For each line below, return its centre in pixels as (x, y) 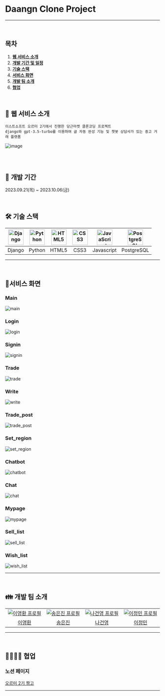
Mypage (15, 509)
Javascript (105, 250)
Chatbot (15, 461)
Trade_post (19, 415)
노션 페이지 (17, 671)
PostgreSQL (135, 250)
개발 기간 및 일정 (27, 63)
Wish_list (16, 555)
